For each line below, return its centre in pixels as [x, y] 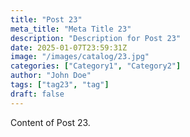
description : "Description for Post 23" [96, 38]
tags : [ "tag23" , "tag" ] [60, 85]
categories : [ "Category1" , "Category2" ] [96, 66]
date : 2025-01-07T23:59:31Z [69, 47]
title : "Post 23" [46, 19]
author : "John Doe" [51, 76]
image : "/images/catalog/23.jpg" [80, 57]
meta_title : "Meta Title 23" [71, 29]
